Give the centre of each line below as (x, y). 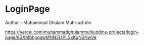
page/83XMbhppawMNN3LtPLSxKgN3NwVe (51, 37)
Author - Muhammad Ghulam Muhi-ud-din (48, 22)
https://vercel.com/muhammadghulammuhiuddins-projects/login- (72, 32)
